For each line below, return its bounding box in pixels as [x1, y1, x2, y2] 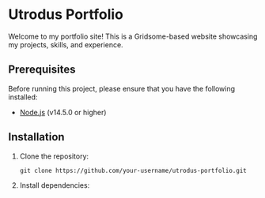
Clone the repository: [19, 151, 89, 161]
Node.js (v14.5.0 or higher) [19, 107, 107, 117]
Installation [8, 130, 65, 144]
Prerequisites [8, 63, 76, 77]
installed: [8, 92, 38, 102]
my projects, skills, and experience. [8, 39, 124, 49]
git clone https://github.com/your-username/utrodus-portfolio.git [19, 166, 247, 174]
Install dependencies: [19, 180, 90, 190]
